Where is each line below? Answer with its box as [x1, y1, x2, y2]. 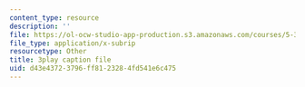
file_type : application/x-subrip [9, 38, 136, 48]
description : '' [9, 22, 71, 31]
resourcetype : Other [9, 47, 88, 56]
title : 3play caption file [9, 55, 112, 64]
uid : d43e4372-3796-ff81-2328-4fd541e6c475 [9, 64, 177, 73]
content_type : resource [9, 13, 100, 23]
